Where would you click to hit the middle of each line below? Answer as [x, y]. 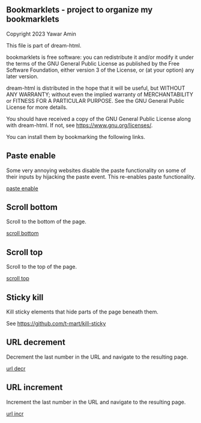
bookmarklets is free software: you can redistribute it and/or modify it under [100, 57]
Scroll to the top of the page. [42, 267]
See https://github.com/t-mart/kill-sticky [56, 324]
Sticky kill [25, 297]
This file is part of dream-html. [44, 45]
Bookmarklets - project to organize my [79, 10]
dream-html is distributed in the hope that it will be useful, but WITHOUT [96, 88]
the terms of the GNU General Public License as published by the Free [93, 63]
